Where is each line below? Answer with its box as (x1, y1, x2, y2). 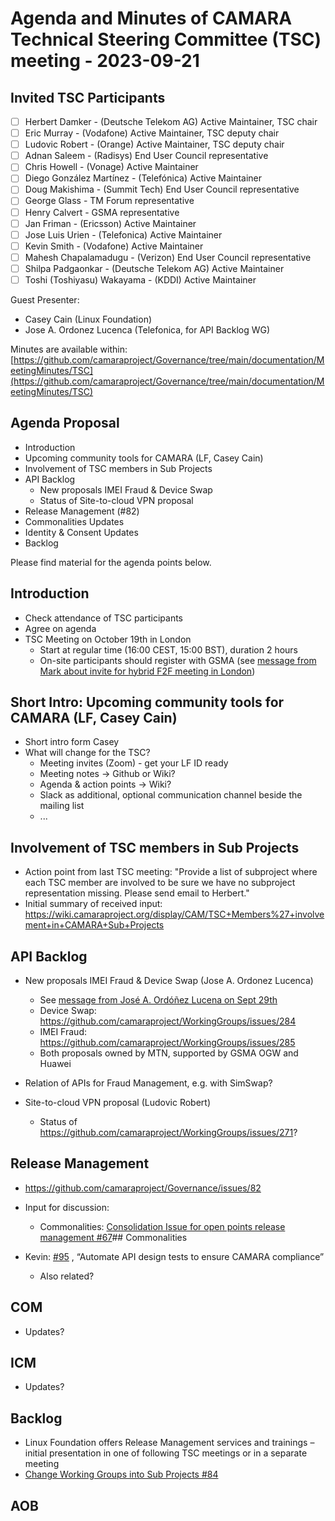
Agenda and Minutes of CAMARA (10, 7, 293, 30)
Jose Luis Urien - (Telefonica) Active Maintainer (24, 228, 223, 241)
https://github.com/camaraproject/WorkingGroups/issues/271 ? (39, 1127, 298, 1138)
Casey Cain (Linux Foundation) (24, 313, 153, 325)
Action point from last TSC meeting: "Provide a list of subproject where (24, 866, 318, 878)
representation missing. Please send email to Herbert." (24, 887, 250, 899)
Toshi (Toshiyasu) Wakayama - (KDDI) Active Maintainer (24, 273, 257, 286)
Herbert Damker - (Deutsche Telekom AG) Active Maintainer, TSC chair (24, 116, 318, 127)
